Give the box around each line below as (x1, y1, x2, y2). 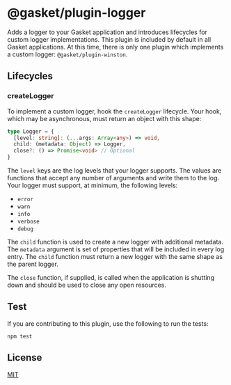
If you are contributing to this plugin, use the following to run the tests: (7, 319, 209, 328)
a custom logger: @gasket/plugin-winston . (7, 50, 128, 58)
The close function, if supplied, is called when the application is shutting (7, 274, 214, 281)
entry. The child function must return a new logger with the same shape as (7, 253, 223, 260)
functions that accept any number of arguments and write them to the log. (7, 174, 220, 182)
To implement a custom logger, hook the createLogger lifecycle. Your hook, (7, 107, 222, 116)
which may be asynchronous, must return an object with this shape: (7, 114, 202, 123)
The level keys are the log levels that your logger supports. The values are (7, 166, 222, 175)
